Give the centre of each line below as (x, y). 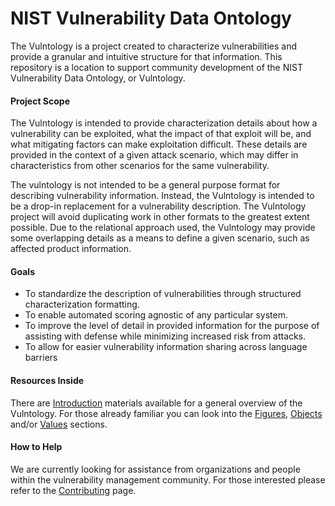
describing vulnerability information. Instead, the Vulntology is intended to (162, 196)
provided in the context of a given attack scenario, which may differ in (154, 155)
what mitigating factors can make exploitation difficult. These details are (159, 144)
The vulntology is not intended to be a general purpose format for (145, 185)
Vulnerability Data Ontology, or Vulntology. (98, 78)
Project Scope (40, 101)
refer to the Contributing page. (73, 490)
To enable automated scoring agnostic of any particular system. (156, 315)
